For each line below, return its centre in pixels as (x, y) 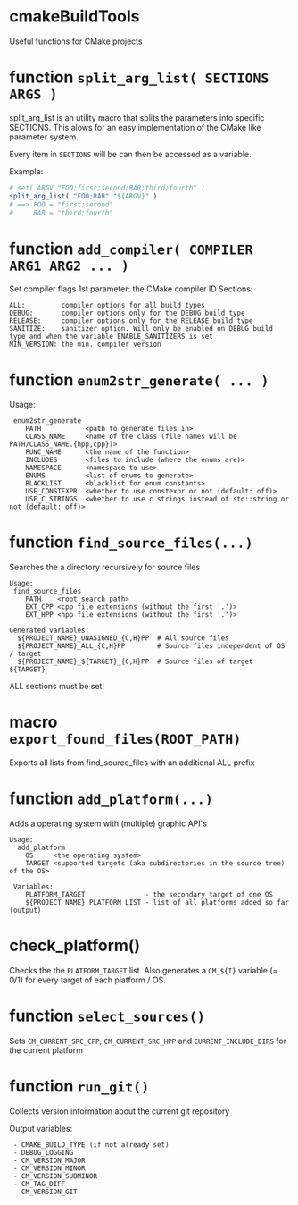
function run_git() (79, 1087)
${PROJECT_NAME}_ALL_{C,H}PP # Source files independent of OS (151, 646)
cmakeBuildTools (74, 17)
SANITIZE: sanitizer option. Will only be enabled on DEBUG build (141, 329)
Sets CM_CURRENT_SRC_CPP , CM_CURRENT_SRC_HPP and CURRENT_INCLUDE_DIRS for (148, 1041)
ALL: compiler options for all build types (107, 306)
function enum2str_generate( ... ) (139, 379)
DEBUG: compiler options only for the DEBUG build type (127, 313)
